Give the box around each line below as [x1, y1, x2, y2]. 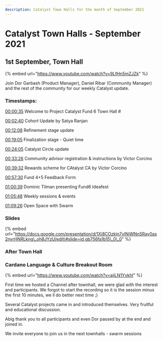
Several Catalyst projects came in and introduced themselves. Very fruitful [5, 302, 154, 307]
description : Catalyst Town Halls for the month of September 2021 [5, 7, 145, 12]
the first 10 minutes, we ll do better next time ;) [5, 292, 98, 298]
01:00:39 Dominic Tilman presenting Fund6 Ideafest [5, 183, 109, 190]
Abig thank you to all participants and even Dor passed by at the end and [5, 316, 151, 322]
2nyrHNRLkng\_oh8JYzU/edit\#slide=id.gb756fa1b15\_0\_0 [5, 236, 122, 242]
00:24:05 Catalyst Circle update [5, 146, 69, 152]
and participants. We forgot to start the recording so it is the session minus [5, 287, 154, 293]
